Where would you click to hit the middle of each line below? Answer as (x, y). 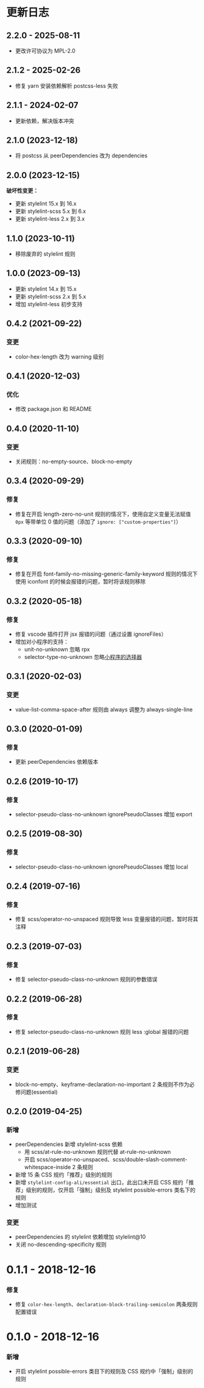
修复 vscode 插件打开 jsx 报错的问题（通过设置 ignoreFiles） (91, 634)
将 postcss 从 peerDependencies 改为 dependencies (81, 155)
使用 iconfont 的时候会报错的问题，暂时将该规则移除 (80, 582)
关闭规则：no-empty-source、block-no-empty (74, 461)
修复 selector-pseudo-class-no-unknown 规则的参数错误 (86, 980)
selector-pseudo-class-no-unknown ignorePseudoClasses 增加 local (102, 867)
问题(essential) (39, 1092)
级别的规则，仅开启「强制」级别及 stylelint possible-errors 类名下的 (111, 1190)
